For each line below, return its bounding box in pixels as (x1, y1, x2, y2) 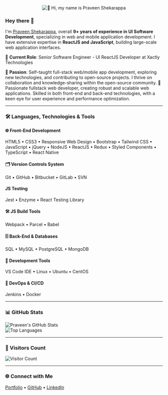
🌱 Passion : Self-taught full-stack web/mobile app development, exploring (5, 69, 157, 75)
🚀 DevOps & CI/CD (5, 280, 44, 286)
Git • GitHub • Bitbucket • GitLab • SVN (5, 174, 87, 180)
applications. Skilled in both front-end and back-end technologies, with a (5, 90, 155, 96)
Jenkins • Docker (5, 291, 41, 297)
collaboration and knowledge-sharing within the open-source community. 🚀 (5, 80, 161, 86)
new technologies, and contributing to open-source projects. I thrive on (5, 74, 152, 80)
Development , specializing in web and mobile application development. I (5, 34, 155, 40)
